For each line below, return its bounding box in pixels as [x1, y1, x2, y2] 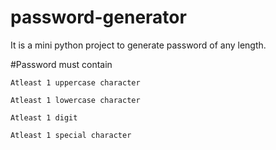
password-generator [10, 6, 187, 29]
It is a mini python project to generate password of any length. [10, 39, 267, 51]
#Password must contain [10, 58, 113, 70]
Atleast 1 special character [10, 130, 132, 140]
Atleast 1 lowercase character [10, 95, 141, 105]
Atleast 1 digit [10, 112, 78, 123]
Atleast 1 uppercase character [10, 77, 141, 88]
